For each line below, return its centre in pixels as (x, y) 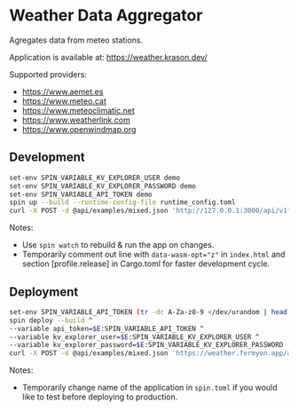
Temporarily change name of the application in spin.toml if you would (149, 388)
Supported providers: (48, 74)
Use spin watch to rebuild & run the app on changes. (118, 245)
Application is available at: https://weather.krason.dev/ (109, 57)
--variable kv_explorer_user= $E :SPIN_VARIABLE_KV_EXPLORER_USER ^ (134, 337)
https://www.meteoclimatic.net (78, 110)
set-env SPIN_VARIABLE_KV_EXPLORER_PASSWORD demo (103, 186)
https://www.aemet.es (63, 91)
